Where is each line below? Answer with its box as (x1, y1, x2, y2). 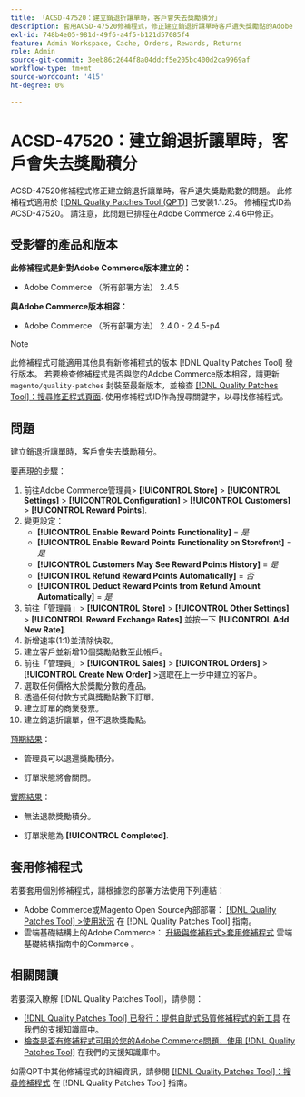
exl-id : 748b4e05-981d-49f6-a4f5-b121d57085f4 (10, 30, 190, 39)
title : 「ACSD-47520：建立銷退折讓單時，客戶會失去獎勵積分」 (10, 13, 221, 23)
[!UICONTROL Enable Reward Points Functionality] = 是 (36, 527, 250, 538)
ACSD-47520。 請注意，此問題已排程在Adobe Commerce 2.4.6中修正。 (10, 208, 280, 219)
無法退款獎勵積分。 (23, 811, 96, 822)
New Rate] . (23, 624, 66, 635)
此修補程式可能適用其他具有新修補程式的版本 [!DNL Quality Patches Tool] (10, 358, 284, 368)
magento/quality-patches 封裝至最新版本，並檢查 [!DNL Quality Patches (10, 380, 279, 391)
